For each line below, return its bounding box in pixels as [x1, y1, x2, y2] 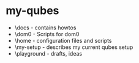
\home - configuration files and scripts [14, 37, 112, 44]
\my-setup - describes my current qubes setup [14, 43, 133, 51]
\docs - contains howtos [14, 24, 77, 31]
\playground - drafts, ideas [14, 50, 83, 57]
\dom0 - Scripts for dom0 [14, 30, 80, 37]
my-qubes [6, 4, 59, 18]
